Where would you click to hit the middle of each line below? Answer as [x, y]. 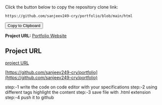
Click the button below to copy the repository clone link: [62, 7]
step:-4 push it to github [29, 97]
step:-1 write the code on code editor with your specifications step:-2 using [81, 87]
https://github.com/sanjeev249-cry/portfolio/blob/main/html [69, 16]
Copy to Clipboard [24, 26]
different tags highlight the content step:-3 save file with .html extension [78, 92]
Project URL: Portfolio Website [36, 36]
